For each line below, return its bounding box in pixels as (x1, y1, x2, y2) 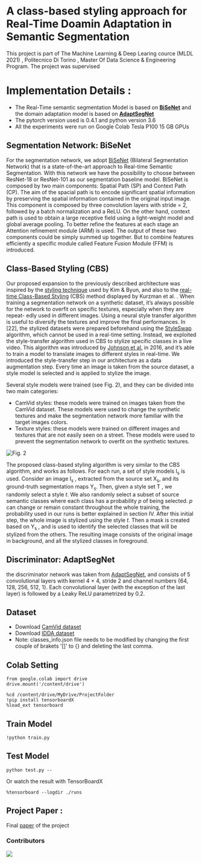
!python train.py (6, 735, 50, 741)
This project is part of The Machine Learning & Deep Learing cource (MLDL (6, 49, 194, 57)
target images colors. (14, 418, 68, 426)
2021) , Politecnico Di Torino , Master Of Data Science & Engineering (6, 56, 176, 63)
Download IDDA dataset (14, 630, 75, 637)
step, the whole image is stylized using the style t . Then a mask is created (6, 516, 190, 523)
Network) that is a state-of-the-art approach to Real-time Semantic (6, 163, 173, 170)
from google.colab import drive (6, 676, 87, 682)
